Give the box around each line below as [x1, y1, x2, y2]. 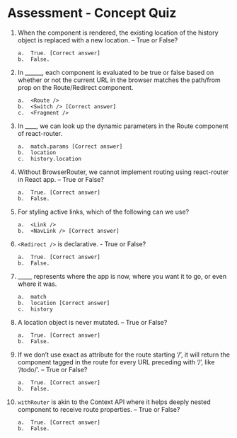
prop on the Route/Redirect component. [17, 83, 134, 91]
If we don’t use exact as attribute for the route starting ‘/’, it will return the [17, 350, 230, 359]
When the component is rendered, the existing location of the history [17, 28, 219, 37]
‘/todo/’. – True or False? [17, 365, 88, 374]
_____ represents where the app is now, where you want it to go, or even [17, 272, 227, 280]
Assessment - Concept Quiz [7, 5, 177, 21]
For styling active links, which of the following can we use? [17, 207, 190, 216]
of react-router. [17, 129, 62, 137]
